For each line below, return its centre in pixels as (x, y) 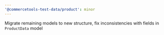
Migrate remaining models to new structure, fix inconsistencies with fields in (82, 23)
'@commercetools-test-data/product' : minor (50, 9)
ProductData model (24, 28)
